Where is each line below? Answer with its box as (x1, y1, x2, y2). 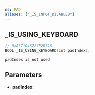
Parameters (5, 71, 42, 79)
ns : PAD (5, 7, 21, 12)
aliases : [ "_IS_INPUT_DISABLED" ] (5, 12, 75, 17)
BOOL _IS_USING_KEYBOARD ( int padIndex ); (5, 48, 91, 53)
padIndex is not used (5, 57, 50, 62)
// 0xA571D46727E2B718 (5, 43, 52, 49)
